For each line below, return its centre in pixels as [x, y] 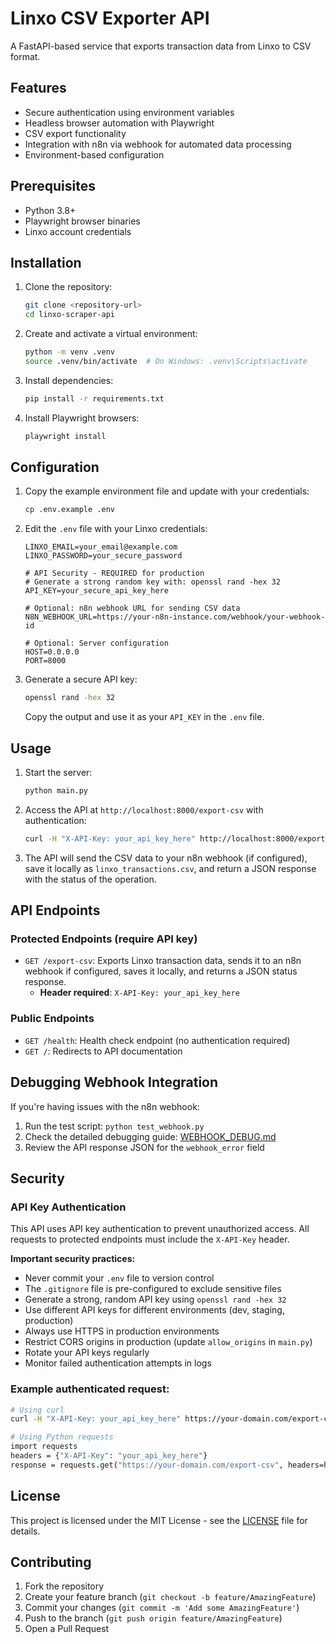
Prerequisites [53, 186]
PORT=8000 [45, 661]
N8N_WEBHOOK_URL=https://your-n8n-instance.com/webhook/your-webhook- [175, 617]
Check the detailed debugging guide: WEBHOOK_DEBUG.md [150, 1136]
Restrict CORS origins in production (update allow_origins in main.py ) [168, 1342]
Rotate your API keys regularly [87, 1353]
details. [25, 1531]
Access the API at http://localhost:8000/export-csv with [144, 809]
